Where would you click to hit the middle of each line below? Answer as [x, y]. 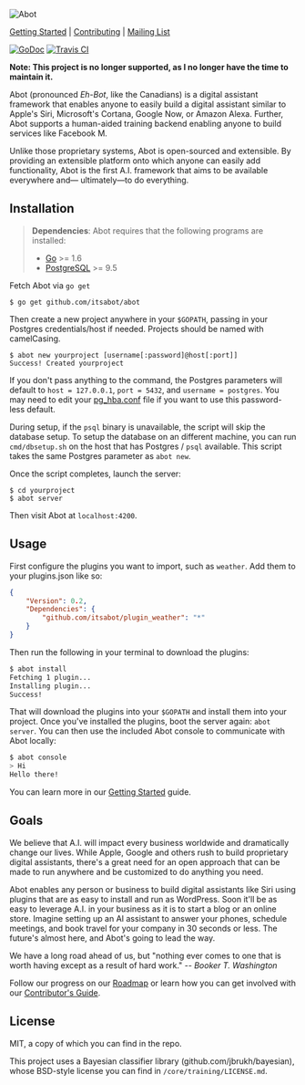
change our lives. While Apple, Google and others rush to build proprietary [149, 852]
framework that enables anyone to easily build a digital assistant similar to [148, 104]
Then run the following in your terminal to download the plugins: [129, 652]
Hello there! [34, 775]
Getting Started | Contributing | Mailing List [90, 31]
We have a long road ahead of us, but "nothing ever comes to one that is [146, 955]
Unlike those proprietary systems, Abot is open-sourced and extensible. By [150, 151]
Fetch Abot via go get [50, 285]
